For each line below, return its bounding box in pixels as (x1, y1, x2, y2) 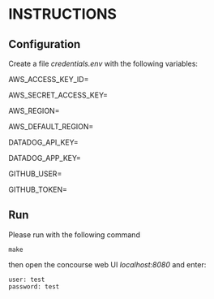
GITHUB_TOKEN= (8, 184, 67, 194)
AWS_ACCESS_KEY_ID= (8, 75, 89, 84)
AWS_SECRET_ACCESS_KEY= (8, 90, 108, 100)
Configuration (8, 37, 81, 51)
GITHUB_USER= (8, 169, 62, 179)
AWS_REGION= (8, 106, 60, 115)
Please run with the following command (8, 229, 140, 240)
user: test (8, 275, 45, 284)
